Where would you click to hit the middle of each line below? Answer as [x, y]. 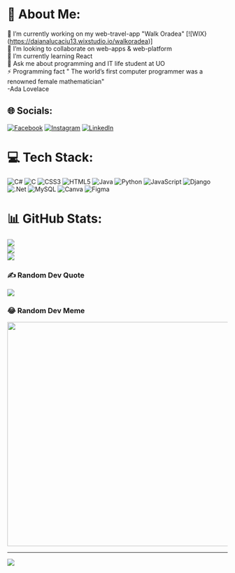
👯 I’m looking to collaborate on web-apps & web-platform [90, 48]
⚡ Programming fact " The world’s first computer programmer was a [105, 71]
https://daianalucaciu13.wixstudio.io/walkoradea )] [81, 41]
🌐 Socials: [30, 111]
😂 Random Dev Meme [46, 310]
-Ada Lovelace [28, 89]
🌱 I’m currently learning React [50, 56]
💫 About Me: [44, 14]
